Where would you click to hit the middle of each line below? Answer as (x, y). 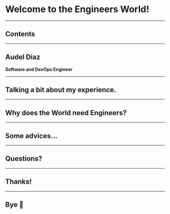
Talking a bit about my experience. (61, 90)
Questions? (24, 159)
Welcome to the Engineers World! (77, 9)
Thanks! (18, 182)
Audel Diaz (23, 57)
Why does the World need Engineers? (66, 113)
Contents (20, 34)
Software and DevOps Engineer (39, 69)
